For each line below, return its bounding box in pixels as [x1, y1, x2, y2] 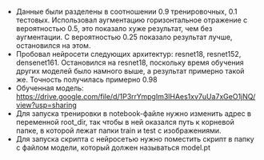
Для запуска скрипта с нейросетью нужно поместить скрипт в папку [15, 134, 254, 143]
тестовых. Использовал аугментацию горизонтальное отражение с [15, 15, 248, 25]
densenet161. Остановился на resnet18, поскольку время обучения [15, 58, 244, 67]
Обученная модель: [15, 83, 84, 93]
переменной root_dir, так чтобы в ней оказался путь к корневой [15, 118, 234, 126]
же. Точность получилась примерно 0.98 [15, 75, 158, 84]
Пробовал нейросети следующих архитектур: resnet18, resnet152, [15, 50, 242, 58]
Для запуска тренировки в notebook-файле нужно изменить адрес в [15, 109, 252, 118]
